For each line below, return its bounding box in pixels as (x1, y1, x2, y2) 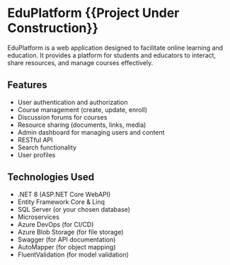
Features (7, 79, 47, 91)
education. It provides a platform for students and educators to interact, (7, 51, 217, 60)
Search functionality (17, 143, 76, 152)
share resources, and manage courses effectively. (7, 58, 154, 67)
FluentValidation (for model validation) (17, 250, 130, 259)
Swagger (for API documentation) (17, 235, 116, 244)
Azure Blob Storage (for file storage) (17, 227, 124, 236)
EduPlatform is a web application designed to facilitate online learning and (7, 43, 224, 52)
